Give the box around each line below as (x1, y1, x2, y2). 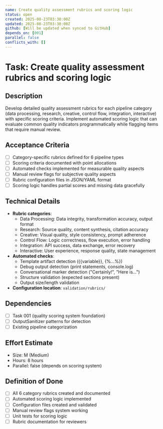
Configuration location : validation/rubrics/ (12, 284, 106, 290)
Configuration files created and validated (12, 401, 97, 407)
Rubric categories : (12, 210, 52, 216)
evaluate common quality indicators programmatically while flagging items (5, 121, 158, 127)
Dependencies (5, 299, 51, 308)
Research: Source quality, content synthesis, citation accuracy (19, 226, 148, 232)
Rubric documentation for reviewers (12, 418, 86, 424)
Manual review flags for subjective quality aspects (12, 171, 116, 177)
